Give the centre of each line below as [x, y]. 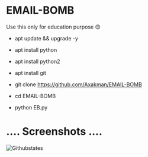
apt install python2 [37, 61]
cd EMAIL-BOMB [35, 96]
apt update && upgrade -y [46, 38]
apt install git [30, 73]
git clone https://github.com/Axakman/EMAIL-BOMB [78, 84]
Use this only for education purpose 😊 [53, 27]
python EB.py [31, 107]
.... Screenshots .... [54, 132]
